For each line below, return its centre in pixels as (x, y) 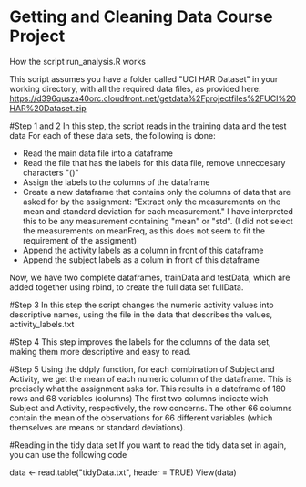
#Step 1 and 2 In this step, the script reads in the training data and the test (148, 126)
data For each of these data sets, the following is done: (112, 135)
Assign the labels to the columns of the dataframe (116, 182)
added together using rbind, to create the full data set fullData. (127, 287)
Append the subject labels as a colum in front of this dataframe (141, 259)
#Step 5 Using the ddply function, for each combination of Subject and (142, 369)
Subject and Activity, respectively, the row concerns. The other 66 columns (151, 408)
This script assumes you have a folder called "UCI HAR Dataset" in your (144, 78)
